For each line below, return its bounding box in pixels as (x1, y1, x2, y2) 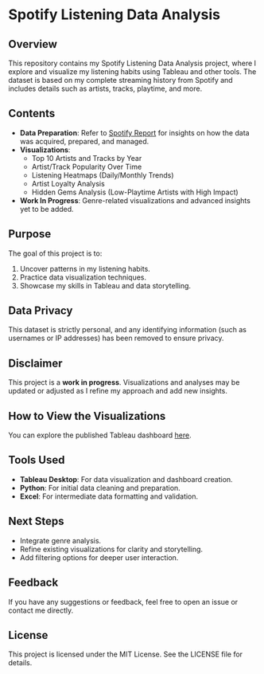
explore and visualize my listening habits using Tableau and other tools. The (8, 67, 257, 76)
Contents (8, 107, 56, 120)
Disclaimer (8, 356, 63, 370)
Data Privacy (8, 304, 73, 318)
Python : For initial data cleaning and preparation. (19, 483, 181, 492)
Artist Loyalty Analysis (31, 178, 105, 188)
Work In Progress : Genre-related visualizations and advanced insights (19, 195, 250, 205)
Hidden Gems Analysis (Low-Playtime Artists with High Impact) (31, 187, 239, 197)
